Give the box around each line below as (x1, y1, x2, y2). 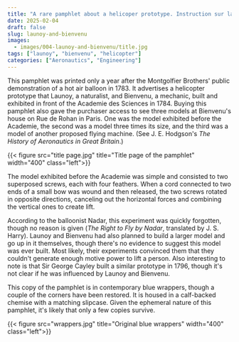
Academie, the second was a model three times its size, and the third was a (7, 122, 229, 130)
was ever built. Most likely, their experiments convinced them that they (7, 247, 215, 255)
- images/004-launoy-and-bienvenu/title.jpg (14, 43, 148, 51)
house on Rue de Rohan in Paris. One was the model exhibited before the (7, 114, 222, 123)
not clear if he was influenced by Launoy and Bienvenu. (7, 269, 171, 278)
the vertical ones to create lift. (7, 202, 95, 211)
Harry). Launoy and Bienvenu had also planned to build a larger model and (7, 231, 225, 239)
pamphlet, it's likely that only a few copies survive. (7, 306, 155, 314)
